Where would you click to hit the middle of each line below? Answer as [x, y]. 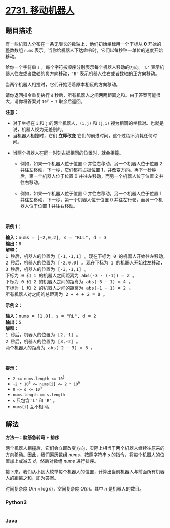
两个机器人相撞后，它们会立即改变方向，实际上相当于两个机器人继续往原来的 [85, 448]
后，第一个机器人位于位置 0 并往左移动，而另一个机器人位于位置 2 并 [92, 176]
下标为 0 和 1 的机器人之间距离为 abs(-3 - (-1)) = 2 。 [71, 275]
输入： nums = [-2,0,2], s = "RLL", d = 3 [56, 237]
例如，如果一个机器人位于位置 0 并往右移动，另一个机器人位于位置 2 [91, 163]
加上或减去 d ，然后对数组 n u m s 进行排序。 [54, 461]
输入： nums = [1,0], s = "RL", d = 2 [51, 316]
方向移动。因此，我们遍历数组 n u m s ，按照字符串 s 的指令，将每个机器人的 [83, 455]
